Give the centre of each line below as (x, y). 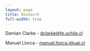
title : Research (22, 14)
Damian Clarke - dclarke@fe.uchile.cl (44, 33)
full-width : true (24, 19)
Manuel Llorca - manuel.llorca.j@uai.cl (45, 43)
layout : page (19, 10)
